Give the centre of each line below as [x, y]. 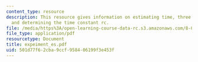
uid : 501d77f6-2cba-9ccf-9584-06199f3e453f [60, 50]
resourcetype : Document [35, 39]
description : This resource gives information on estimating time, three [99, 17]
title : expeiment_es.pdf [37, 45]
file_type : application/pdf [41, 34]
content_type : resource [35, 12]
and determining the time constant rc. [60, 22]
